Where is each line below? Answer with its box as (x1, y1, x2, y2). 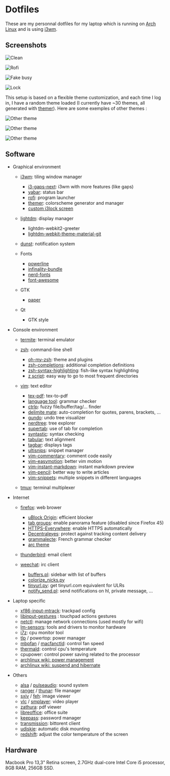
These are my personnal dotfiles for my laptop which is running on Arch (5, 21, 156, 27)
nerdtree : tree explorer (28, 420, 76, 426)
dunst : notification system (20, 240, 75, 247)
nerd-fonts (28, 271, 51, 278)
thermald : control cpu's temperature (20, 646, 97, 652)
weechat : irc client (20, 561, 59, 568)
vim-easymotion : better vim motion (28, 458, 102, 464)
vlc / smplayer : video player (20, 698, 79, 704)
